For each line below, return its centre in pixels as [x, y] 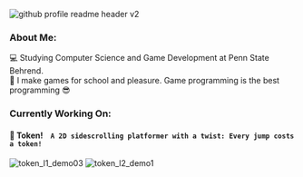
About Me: [33, 37]
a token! [26, 144]
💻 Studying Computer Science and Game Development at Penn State [139, 58]
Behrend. [26, 71]
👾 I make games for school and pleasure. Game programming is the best [144, 81]
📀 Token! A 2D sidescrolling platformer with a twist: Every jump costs [152, 135]
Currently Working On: [60, 113]
